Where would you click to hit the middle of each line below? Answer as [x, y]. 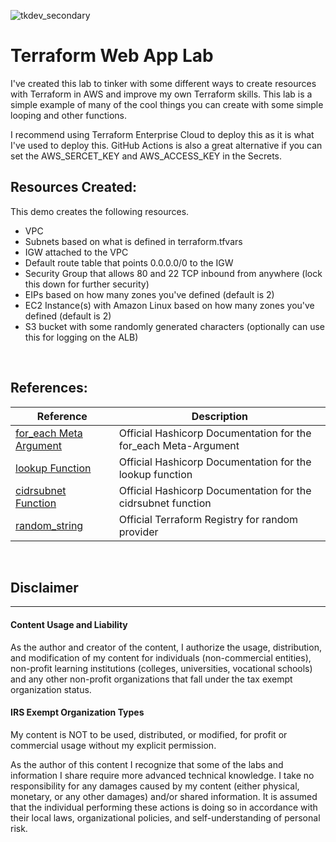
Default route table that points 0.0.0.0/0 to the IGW [129, 262]
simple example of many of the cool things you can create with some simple [167, 104]
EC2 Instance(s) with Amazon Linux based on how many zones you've [169, 305]
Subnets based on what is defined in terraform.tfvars [133, 241]
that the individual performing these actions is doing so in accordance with [164, 807]
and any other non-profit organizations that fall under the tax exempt [151, 679]
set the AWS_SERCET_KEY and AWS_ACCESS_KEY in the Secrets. [146, 156]
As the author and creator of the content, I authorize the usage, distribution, [166, 647]
